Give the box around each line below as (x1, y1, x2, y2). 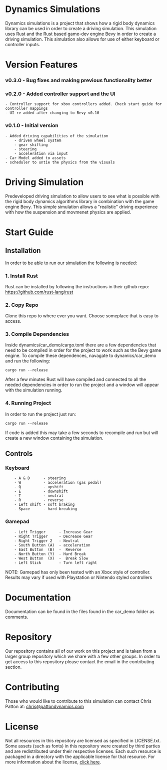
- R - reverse (14, 498, 64, 503)
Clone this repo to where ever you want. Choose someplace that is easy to (5, 313, 159, 319)
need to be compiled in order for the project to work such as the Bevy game (5, 347, 161, 353)
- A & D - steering (14, 476, 66, 481)
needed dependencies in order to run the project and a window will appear (5, 382, 159, 388)
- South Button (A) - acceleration (14, 542, 91, 547)
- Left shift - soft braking (14, 502, 75, 507)
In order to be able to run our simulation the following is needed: (5, 260, 137, 266)
